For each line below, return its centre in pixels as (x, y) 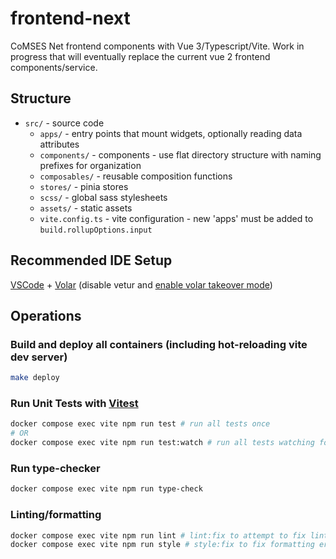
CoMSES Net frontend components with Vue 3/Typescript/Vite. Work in (157, 46)
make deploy (35, 378)
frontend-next (70, 18)
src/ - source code (64, 123)
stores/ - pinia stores (84, 186)
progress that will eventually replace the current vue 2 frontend (140, 56)
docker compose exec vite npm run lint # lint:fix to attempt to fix (158, 535)
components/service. (54, 67)
